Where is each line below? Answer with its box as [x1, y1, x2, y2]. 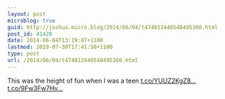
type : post [7, 51, 40, 58]
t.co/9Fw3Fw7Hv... [7, 83, 63, 93]
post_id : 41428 [7, 30, 53, 38]
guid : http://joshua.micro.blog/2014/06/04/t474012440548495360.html [7, 24, 219, 31]
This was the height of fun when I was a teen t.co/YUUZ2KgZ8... [7, 76, 197, 85]
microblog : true [7, 17, 56, 24]
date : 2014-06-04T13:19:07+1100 [7, 37, 103, 44]
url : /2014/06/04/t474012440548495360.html [7, 57, 139, 64]
